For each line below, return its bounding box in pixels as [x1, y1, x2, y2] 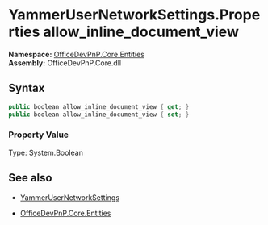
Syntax [8, 81, 45, 95]
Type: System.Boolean [8, 148, 83, 157]
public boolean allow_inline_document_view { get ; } [8, 102, 190, 110]
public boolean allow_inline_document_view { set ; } [8, 110, 190, 119]
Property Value [8, 129, 69, 140]
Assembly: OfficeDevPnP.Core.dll [8, 58, 122, 68]
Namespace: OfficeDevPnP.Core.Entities [8, 49, 145, 59]
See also [8, 171, 52, 185]
